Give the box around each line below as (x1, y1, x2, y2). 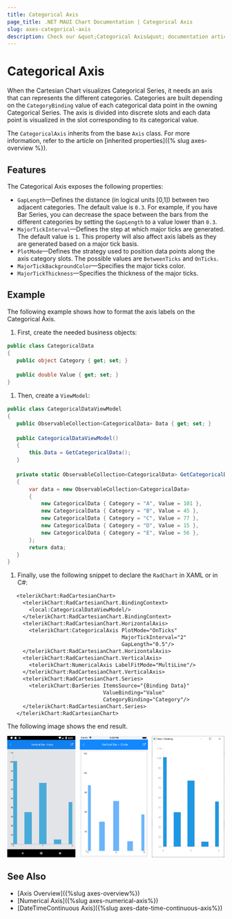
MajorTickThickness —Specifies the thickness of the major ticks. (17, 269, 199, 277)
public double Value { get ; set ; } (16, 372, 119, 379)
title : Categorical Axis (7, 11, 79, 18)
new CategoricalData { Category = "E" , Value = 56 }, (41, 529, 199, 536)
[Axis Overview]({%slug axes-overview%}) (17, 889, 140, 898)
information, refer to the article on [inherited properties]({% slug (7, 137, 190, 145)
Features (7, 164, 46, 176)
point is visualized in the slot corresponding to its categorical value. (7, 116, 199, 124)
